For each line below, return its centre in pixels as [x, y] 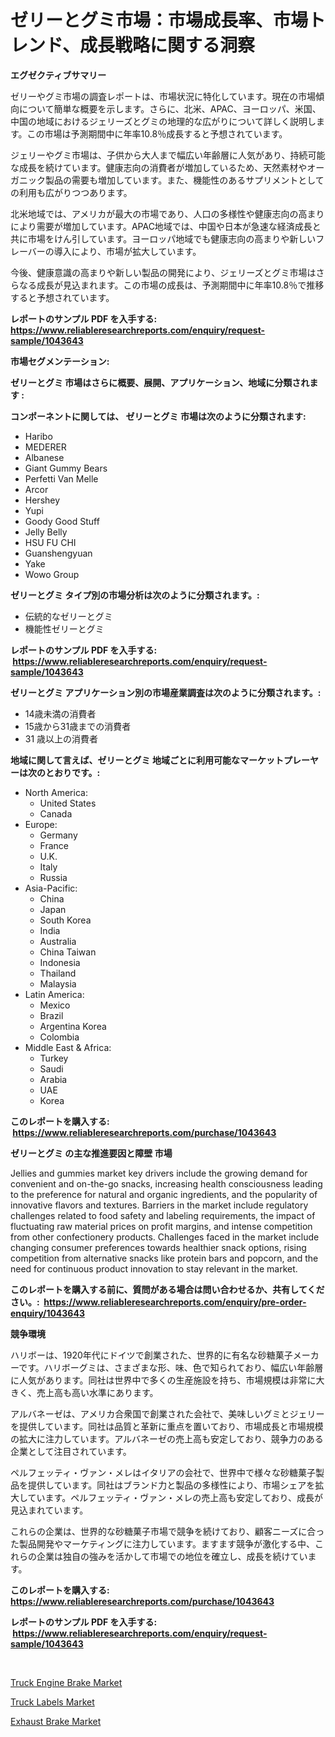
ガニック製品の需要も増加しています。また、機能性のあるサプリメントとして [167, 180]
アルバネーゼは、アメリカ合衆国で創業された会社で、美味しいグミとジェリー [167, 1413]
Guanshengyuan [58, 553]
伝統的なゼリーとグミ [68, 616]
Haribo [38, 436]
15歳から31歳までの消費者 [78, 726]
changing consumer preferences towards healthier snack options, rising [158, 1247]
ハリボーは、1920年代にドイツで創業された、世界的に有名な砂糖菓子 [151, 1355]
